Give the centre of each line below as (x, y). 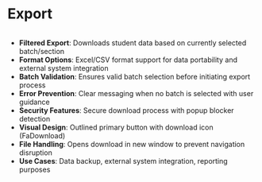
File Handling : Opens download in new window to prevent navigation (132, 144)
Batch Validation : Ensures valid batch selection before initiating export (135, 76)
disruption (35, 153)
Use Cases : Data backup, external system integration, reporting (123, 161)
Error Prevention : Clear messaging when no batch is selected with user (136, 93)
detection (35, 118)
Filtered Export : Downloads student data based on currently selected (133, 43)
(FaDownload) (42, 135)
